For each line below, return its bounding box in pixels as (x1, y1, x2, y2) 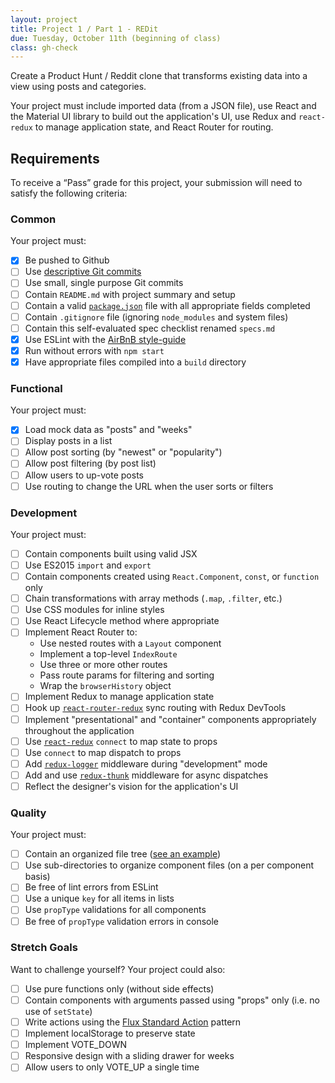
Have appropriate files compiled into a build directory (24, 356, 247, 368)
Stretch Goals (10, 941, 78, 955)
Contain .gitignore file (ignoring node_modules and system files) (24, 311, 289, 323)
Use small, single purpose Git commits (24, 277, 184, 289)
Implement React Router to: (24, 626, 138, 638)
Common (10, 212, 57, 226)
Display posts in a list (24, 435, 113, 447)
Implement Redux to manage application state (24, 691, 215, 703)
